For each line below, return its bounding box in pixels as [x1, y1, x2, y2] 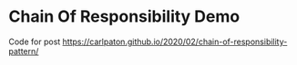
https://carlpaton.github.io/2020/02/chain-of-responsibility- [62, 36, 288, 47]
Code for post [8, 36, 61, 47]
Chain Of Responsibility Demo [8, 6, 241, 27]
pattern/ [8, 45, 39, 56]
